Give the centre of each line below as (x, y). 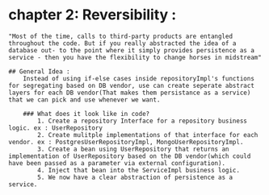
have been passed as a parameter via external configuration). (117, 163)
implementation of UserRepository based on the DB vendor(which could (130, 156)
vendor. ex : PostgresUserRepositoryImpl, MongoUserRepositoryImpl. (126, 142)
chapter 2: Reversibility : (92, 15)
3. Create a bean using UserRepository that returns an (133, 149)
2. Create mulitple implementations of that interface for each (148, 135)
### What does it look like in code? (86, 114)
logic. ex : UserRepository (56, 128)
